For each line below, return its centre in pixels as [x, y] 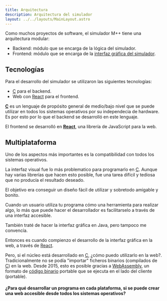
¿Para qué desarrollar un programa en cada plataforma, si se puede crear [82, 288]
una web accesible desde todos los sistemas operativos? [66, 293]
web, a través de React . [29, 245]
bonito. [12, 195]
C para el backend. [32, 91]
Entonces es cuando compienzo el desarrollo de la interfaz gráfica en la [79, 240]
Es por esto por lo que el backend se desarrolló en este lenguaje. [72, 117]
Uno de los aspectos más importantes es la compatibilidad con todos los [80, 154]
